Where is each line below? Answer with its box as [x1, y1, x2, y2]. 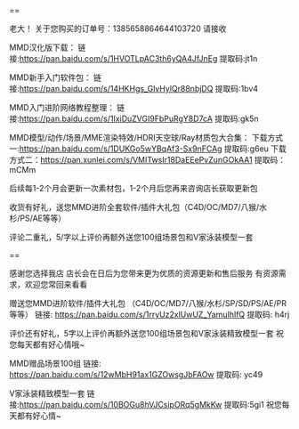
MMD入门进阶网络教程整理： [9, 102, 116, 112]
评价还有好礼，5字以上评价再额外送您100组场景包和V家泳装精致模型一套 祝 [9, 328, 285, 338]
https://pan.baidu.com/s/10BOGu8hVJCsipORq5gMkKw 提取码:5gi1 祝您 [19, 400, 282, 409]
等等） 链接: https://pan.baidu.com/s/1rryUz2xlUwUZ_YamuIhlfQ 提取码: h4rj [9, 309, 290, 320]
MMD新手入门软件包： [9, 72, 92, 83]
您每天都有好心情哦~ [9, 339, 85, 350]
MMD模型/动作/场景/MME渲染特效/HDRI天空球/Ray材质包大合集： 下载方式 [9, 133, 284, 142]
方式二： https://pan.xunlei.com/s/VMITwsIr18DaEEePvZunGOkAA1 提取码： [9, 155, 287, 165]
